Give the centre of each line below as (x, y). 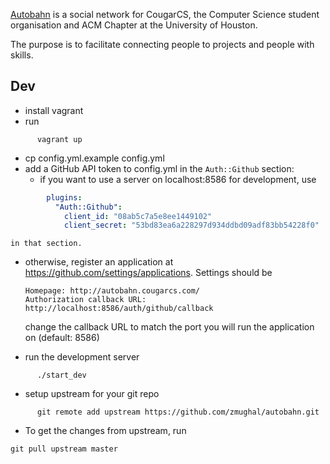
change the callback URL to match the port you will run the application (169, 327)
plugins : (64, 197)
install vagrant (54, 110)
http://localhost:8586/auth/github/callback (119, 309)
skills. (22, 55)
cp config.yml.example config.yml (94, 158)
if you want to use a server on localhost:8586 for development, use (178, 179)
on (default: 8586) (62, 338)
